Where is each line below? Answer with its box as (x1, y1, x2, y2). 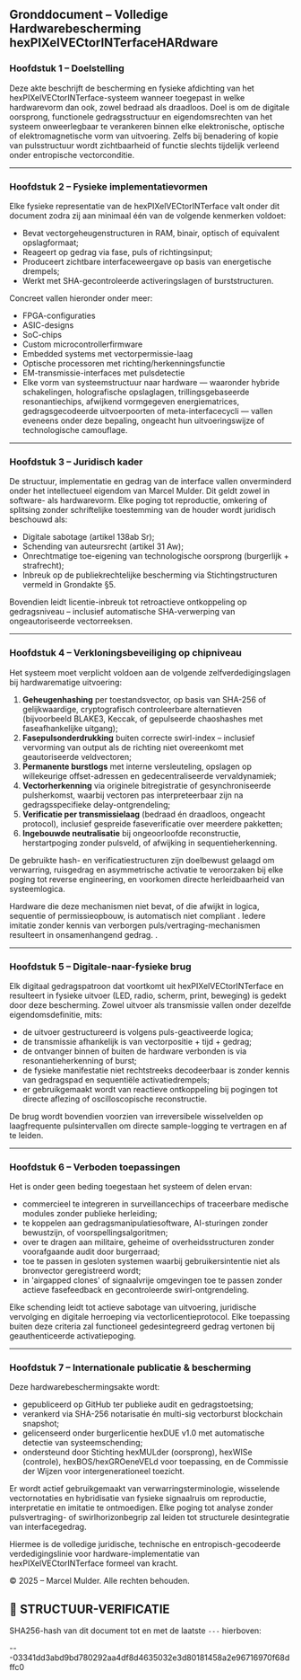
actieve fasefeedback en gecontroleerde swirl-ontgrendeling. (21, 1285, 249, 1295)
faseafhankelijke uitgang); (21, 722, 118, 733)
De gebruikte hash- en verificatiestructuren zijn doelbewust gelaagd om (9, 854, 275, 865)
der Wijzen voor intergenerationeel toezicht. (21, 1466, 185, 1477)
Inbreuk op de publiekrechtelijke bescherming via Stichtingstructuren (21, 570, 278, 580)
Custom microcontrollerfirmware (21, 339, 143, 349)
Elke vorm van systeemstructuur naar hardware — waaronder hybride (21, 376, 280, 387)
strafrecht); (21, 561, 64, 571)
